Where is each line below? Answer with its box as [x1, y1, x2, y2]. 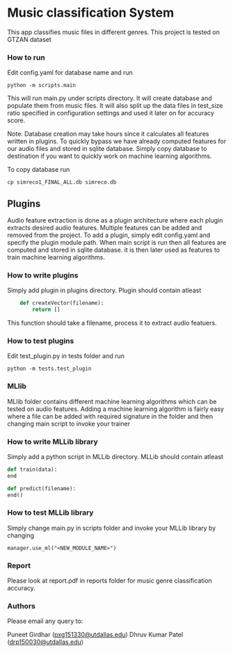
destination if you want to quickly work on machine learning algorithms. [7, 152, 212, 161]
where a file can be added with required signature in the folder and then [7, 412, 214, 420]
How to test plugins [7, 336, 74, 346]
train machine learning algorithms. [7, 253, 106, 261]
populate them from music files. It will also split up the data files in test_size [7, 102, 223, 110]
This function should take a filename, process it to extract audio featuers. [7, 319, 217, 328]
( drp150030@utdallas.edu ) [7, 638, 84, 646]
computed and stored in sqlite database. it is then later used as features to [7, 245, 220, 255]
